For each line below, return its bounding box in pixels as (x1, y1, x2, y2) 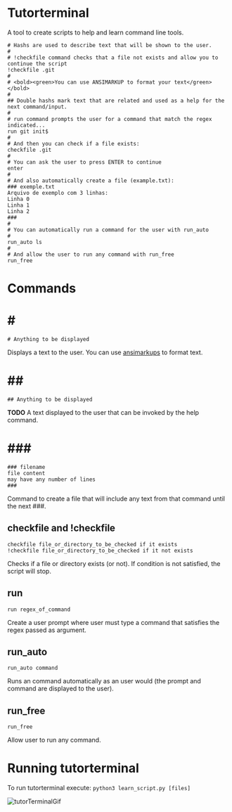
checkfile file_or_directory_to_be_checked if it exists (7, 541, 178, 548)
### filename (7, 463, 46, 470)
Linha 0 (7, 195, 30, 202)
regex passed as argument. (7, 626, 86, 634)
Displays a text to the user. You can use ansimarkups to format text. (7, 348, 203, 356)
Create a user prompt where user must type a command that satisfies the (7, 618, 220, 626)
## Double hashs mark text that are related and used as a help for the (7, 97, 225, 104)
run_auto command (7, 664, 58, 672)
